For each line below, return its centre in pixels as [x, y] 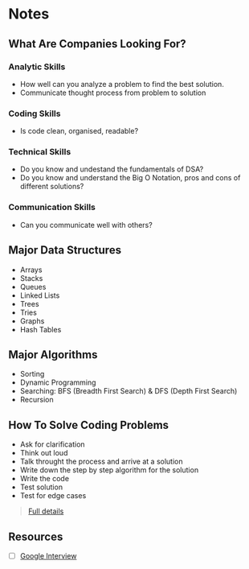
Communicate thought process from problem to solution [113, 93]
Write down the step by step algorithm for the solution [109, 470]
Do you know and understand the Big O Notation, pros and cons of [130, 178]
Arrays [31, 270]
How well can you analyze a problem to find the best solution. [122, 84]
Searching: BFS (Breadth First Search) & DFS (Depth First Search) [129, 391]
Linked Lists [40, 295]
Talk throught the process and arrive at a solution [101, 462]
